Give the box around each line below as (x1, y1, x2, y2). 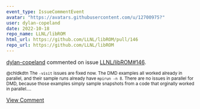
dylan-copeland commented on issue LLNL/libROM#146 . (6, 58, 147, 66)
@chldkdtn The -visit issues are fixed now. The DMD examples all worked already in (6, 70, 183, 76)
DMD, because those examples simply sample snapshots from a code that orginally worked (6, 80, 195, 87)
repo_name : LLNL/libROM (6, 31, 66, 37)
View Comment (6, 96, 44, 104)
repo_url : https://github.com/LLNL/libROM (6, 43, 114, 49)
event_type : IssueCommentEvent (6, 8, 85, 15)
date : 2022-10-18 (6, 25, 50, 32)
